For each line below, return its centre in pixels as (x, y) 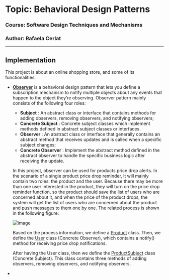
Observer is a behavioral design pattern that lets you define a (76, 87)
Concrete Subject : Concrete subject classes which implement (85, 123)
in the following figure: (36, 213)
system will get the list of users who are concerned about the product (85, 203)
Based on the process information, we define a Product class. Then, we (87, 233)
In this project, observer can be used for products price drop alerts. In (85, 171)
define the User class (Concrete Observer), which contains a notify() (83, 238)
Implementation (31, 60)
